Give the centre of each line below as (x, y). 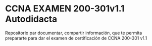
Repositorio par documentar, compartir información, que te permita (74, 33)
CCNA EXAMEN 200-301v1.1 (65, 9)
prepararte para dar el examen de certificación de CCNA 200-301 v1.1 (76, 38)
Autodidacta (31, 19)
